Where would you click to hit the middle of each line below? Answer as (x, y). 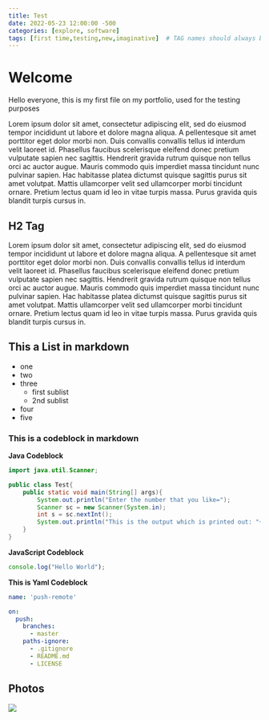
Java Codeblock (36, 456)
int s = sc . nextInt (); (75, 515)
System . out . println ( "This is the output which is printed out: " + (150, 522)
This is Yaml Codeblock (48, 582)
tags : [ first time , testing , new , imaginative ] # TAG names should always (132, 38)
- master (44, 634)
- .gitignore (51, 649)
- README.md (49, 656)
